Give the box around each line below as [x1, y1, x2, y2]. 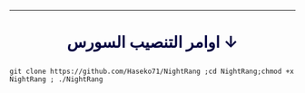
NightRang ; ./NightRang [9, 75, 103, 84]
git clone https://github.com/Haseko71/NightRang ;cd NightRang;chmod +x [9, 67, 295, 77]
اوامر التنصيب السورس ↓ [66, 33, 239, 52]
